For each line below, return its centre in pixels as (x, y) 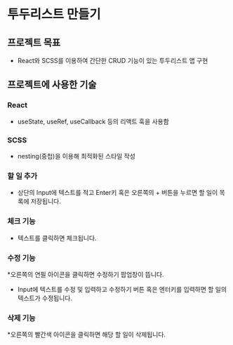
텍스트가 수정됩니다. (45, 298)
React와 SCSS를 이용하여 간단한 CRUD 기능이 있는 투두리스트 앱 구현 (113, 61)
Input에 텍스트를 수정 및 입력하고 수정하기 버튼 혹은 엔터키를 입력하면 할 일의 (122, 289)
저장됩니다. (46, 201)
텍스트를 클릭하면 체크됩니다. (57, 238)
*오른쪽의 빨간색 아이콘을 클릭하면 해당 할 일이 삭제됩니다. (87, 334)
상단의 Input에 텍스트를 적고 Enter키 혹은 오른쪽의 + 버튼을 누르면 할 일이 (118, 193)
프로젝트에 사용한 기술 (52, 85)
